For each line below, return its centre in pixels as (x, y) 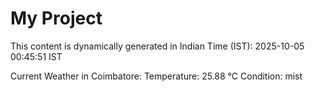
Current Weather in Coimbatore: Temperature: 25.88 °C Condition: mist (156, 76)
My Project (56, 18)
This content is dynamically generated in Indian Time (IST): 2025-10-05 (157, 46)
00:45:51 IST (36, 56)
